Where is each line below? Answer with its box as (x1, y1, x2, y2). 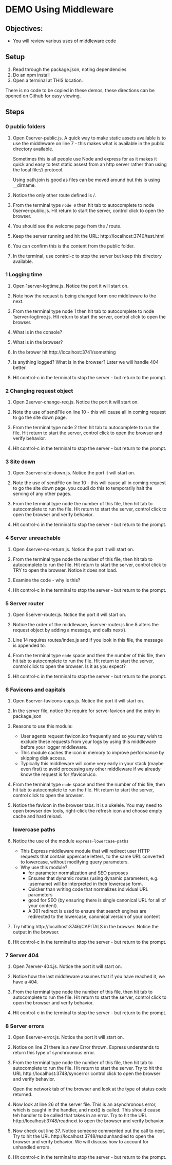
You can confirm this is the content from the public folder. (12, 243, 135, 249)
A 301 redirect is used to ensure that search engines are (28, 908, 147, 914)
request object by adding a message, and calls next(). (12, 627, 127, 633)
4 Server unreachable (5, 534, 61, 541)
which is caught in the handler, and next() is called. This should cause (12, 1107, 161, 1113)
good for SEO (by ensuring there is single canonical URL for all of (28, 897, 166, 903)
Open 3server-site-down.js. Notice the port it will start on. (12, 470, 136, 476)
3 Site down (5, 458, 36, 465)
